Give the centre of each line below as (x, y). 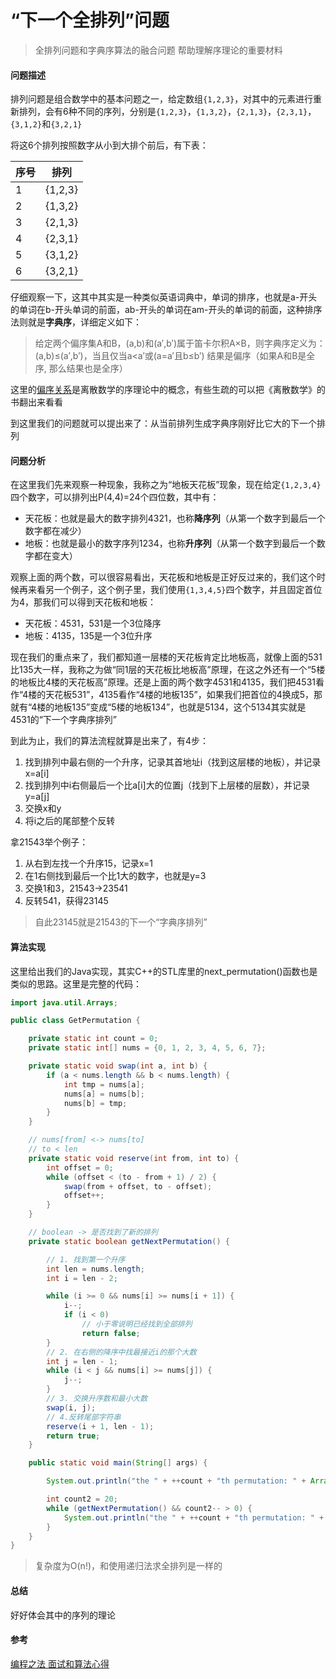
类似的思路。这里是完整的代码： (76, 983)
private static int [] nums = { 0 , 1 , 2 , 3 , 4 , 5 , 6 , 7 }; (147, 1048)
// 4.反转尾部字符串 (84, 1417)
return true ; (73, 1436)
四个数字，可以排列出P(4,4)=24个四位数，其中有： (115, 497)
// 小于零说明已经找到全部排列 (137, 1324)
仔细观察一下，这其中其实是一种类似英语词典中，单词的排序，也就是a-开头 (164, 297)
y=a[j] (37, 797)
